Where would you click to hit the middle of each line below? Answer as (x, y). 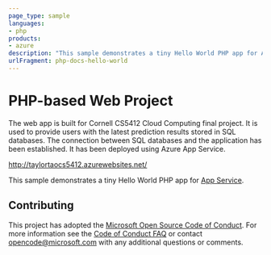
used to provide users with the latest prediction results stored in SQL (122, 132)
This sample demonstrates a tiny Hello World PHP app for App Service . (126, 180)
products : (25, 38)
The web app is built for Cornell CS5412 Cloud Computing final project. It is (133, 123)
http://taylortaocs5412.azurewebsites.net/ (78, 164)
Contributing (41, 205)
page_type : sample (39, 16)
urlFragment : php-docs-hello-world (68, 61)
